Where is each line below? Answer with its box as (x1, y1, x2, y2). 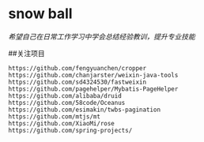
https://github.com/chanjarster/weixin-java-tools (8, 71, 179, 79)
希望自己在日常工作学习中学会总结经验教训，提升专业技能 (8, 32, 195, 41)
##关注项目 (8, 48, 45, 58)
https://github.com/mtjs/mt (8, 112, 101, 121)
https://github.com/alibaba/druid (8, 92, 123, 99)
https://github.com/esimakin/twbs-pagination (8, 106, 161, 114)
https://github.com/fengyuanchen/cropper (8, 64, 147, 72)
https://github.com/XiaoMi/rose (8, 119, 115, 127)
